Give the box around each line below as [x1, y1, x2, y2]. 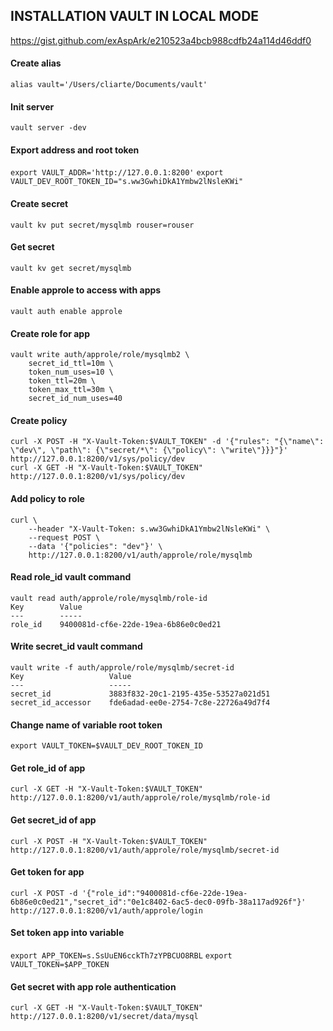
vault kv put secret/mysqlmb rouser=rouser [10, 220, 195, 230]
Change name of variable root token [10, 719, 163, 731]
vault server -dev [10, 123, 87, 133]
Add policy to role [10, 493, 85, 505]
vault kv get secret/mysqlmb [10, 263, 132, 273]
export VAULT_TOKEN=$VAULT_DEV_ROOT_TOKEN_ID [10, 741, 203, 751]
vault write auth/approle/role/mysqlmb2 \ [10, 350, 190, 360]
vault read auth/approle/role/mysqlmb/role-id [10, 593, 208, 603]
